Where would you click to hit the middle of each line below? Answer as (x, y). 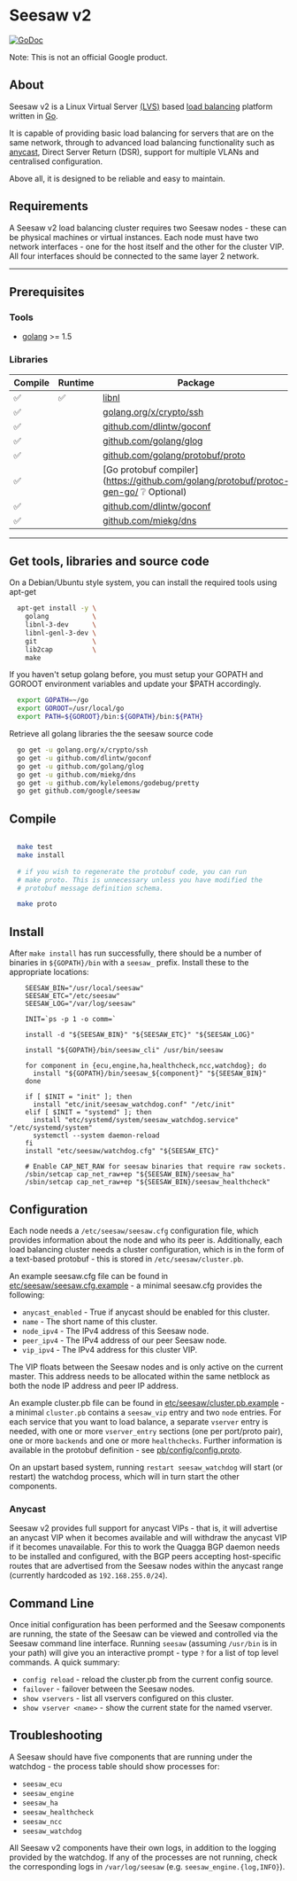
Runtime (76, 382)
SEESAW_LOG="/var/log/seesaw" (81, 1004)
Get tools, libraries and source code (109, 561)
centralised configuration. (56, 161)
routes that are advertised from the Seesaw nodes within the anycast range (146, 1566)
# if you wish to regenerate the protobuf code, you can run (132, 871)
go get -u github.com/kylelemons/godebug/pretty (108, 783)
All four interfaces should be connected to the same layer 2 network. (134, 256)
